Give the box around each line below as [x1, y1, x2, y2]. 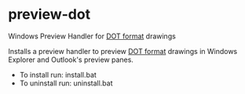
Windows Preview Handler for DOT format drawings [8, 31, 177, 41]
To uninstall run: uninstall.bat [19, 78, 113, 88]
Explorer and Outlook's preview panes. [8, 55, 133, 64]
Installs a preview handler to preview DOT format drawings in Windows [8, 46, 238, 56]
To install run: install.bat [19, 70, 97, 79]
